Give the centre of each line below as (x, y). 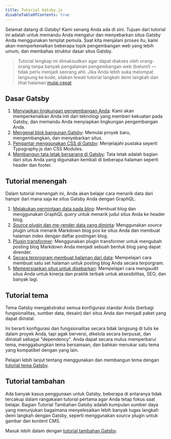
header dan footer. (32, 165)
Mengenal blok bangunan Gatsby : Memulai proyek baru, (72, 133)
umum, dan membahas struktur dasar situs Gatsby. (59, 51)
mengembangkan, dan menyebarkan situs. (58, 138)
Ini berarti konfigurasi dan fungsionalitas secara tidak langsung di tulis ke (82, 328)
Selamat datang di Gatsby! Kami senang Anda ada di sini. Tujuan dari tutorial (86, 29)
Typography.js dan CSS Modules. (48, 149)
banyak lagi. (25, 279)
